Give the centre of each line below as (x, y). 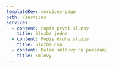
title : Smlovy (34, 56)
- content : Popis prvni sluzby (50, 28)
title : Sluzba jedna (42, 34)
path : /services (26, 17)
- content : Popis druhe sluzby (50, 39)
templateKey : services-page (41, 12)
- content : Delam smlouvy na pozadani (60, 50)
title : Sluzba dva (40, 45)
